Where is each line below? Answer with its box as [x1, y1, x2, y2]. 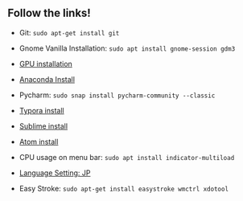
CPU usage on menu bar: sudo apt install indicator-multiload [19, 152, 235, 162]
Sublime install [19, 121, 68, 131]
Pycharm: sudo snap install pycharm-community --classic [19, 90, 216, 100]
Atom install [19, 137, 59, 146]
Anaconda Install [19, 74, 76, 84]
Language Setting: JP [19, 168, 91, 178]
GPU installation [19, 59, 73, 68]
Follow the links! [7, 6, 92, 20]
